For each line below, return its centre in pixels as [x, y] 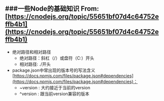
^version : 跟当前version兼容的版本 [54, 94]
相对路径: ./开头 [35, 64]
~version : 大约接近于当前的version [55, 87]
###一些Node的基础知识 [42, 9]
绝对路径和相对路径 [32, 52]
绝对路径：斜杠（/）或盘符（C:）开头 [57, 58]
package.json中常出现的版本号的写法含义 [54, 70]
